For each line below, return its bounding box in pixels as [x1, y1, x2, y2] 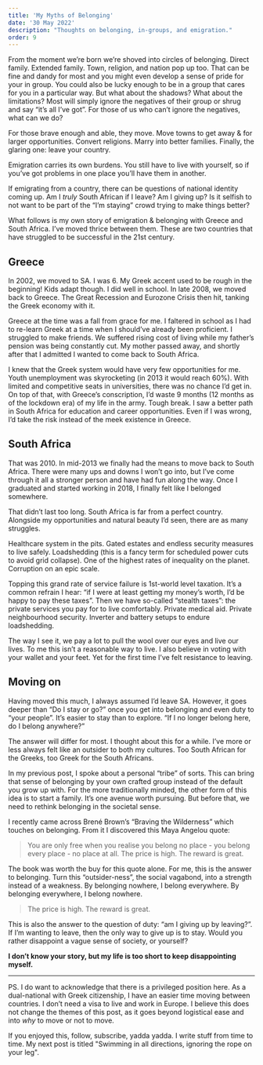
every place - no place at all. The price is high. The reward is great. [27, 848, 244, 858]
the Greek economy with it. [8, 301, 95, 311]
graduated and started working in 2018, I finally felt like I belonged [8, 483, 222, 493]
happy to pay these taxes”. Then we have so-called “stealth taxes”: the [8, 596, 236, 605]
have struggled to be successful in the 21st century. [8, 232, 175, 242]
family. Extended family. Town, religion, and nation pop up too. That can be [8, 64, 250, 73]
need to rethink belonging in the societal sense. [8, 801, 161, 811]
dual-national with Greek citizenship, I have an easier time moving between [8, 990, 250, 1000]
